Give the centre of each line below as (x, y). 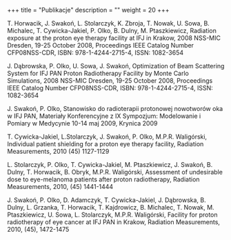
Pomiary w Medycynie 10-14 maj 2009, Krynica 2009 (82, 123)
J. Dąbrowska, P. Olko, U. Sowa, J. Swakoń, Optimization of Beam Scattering (116, 66)
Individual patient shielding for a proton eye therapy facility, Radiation (106, 144)
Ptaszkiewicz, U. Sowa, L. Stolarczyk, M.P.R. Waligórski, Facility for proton (113, 214)
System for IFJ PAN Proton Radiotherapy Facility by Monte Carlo (98, 73)
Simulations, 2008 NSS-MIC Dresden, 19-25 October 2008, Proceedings (110, 81)
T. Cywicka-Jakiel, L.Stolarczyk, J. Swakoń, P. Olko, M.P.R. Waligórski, (107, 137)
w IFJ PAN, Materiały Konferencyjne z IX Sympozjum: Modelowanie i (104, 116)
